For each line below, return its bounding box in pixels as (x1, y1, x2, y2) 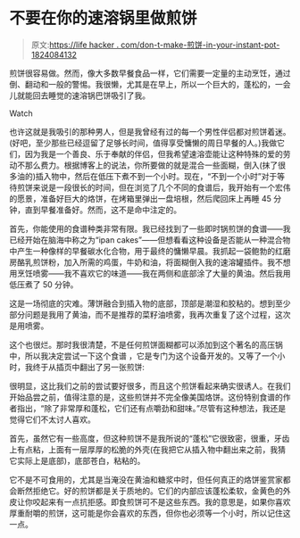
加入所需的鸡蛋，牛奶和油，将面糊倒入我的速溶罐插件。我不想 (63, 256, 291, 268)
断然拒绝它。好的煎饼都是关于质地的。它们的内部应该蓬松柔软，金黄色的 (16, 485, 283, 496)
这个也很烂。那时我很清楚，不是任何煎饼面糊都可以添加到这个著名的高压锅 (9, 339, 283, 350)
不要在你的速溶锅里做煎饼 (9, 8, 198, 29)
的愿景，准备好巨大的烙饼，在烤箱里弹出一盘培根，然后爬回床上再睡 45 (9, 193, 272, 203)
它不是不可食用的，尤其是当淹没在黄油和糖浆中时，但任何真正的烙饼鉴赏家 (9, 474, 283, 484)
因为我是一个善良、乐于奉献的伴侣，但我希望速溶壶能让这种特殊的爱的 (24, 148, 283, 159)
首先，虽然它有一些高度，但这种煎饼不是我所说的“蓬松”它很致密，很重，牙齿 (9, 433, 290, 443)
